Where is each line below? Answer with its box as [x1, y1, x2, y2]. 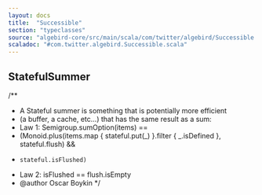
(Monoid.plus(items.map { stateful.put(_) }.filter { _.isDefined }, [19, 131, 221, 140]
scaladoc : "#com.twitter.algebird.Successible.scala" [8, 41, 188, 49]
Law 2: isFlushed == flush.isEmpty [19, 170, 132, 179]
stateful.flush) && [19, 139, 76, 149]
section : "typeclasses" [8, 26, 86, 34]
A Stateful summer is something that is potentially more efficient [19, 105, 227, 115]
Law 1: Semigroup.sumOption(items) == [19, 123, 148, 132]
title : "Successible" [8, 19, 82, 27]
